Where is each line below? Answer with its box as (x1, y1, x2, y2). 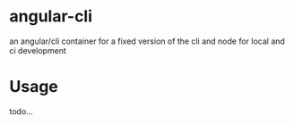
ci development (9, 45, 67, 55)
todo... (9, 105, 33, 117)
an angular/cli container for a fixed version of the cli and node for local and (9, 36, 285, 46)
